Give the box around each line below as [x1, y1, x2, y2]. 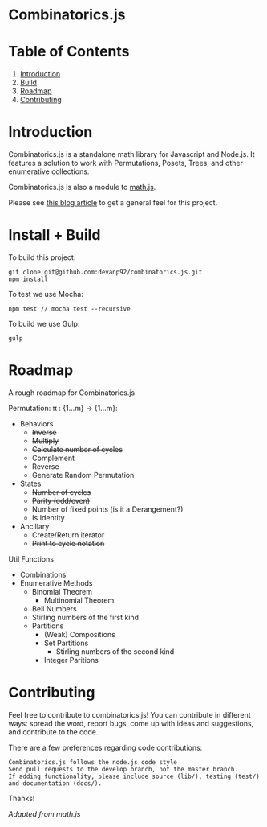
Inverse [31, 427, 57, 437]
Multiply [31, 436, 59, 446]
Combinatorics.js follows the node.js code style [8, 758, 178, 766]
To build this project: [8, 253, 76, 262]
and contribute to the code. [8, 726, 99, 737]
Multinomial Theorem [43, 595, 115, 605]
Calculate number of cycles [31, 444, 123, 454]
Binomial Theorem [31, 586, 92, 596]
